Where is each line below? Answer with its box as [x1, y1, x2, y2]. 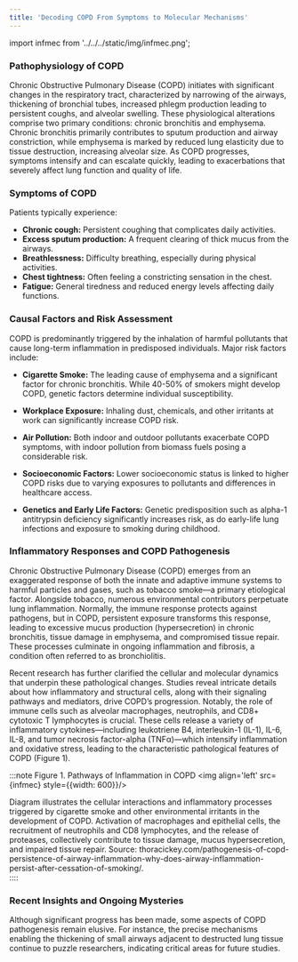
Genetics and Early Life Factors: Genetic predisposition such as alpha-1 [21, 504, 287, 515]
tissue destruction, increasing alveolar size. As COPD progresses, [9, 146, 250, 156]
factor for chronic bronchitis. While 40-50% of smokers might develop [21, 379, 281, 389]
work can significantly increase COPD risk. [21, 414, 180, 425]
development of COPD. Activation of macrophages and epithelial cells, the [9, 815, 281, 826]
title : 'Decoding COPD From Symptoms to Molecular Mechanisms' [9, 12, 249, 22]
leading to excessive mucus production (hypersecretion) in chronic [9, 621, 255, 632]
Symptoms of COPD [9, 187, 98, 199]
